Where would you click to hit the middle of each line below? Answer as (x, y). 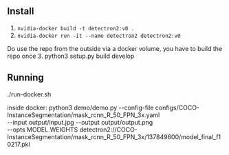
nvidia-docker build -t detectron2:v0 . (76, 28)
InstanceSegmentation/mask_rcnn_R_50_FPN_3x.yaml (84, 115)
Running (26, 77)
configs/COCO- (177, 107)
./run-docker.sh (29, 94)
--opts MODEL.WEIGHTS (43, 130)
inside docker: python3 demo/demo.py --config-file (80, 107)
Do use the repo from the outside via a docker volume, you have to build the (115, 48)
